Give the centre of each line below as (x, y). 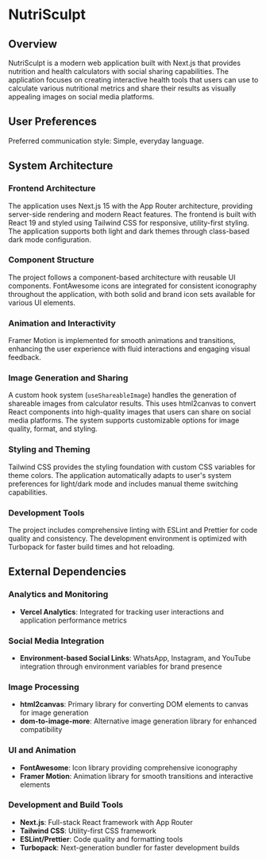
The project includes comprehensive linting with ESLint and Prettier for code (133, 530)
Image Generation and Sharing (68, 378)
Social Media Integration (56, 641)
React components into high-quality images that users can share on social (130, 412)
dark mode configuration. (50, 239)
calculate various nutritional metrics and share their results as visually (122, 88)
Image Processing (44, 687)
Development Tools (46, 512)
